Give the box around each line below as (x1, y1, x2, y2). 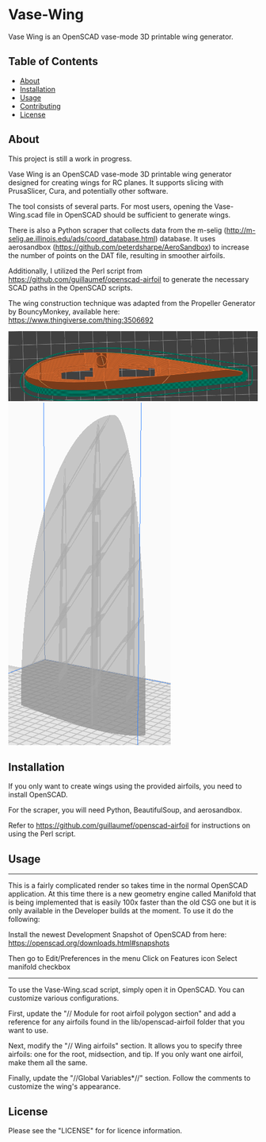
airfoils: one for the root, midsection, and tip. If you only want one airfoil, (8, 1050, 244, 1059)
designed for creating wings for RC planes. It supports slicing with (8, 177, 224, 187)
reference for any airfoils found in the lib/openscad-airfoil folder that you (8, 1017, 245, 1027)
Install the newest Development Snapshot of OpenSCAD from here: (8, 930, 227, 939)
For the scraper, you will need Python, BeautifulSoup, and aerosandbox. (8, 805, 243, 815)
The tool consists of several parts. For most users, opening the (8, 201, 213, 211)
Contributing (19, 101, 61, 110)
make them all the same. (8, 1058, 89, 1067)
